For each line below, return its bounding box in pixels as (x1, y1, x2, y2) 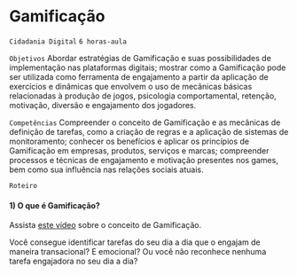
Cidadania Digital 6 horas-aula (9, 37, 127, 46)
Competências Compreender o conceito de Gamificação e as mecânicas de (9, 117, 281, 128)
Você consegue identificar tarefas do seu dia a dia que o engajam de (9, 237, 261, 247)
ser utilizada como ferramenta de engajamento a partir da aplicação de (9, 71, 269, 82)
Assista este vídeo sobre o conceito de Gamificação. (9, 220, 202, 231)
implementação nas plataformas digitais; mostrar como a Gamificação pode (9, 62, 286, 73)
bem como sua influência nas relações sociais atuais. (9, 164, 204, 175)
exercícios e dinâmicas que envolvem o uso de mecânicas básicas (9, 81, 253, 91)
